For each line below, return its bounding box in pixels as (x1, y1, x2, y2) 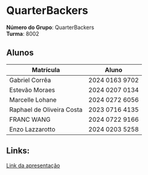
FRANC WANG (9, 115, 51, 124)
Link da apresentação (6, 162, 60, 169)
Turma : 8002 (6, 30, 39, 37)
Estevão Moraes (9, 85, 56, 94)
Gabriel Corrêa (9, 76, 51, 84)
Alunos (6, 48, 34, 58)
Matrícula (31, 65, 60, 74)
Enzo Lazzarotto (9, 125, 56, 133)
